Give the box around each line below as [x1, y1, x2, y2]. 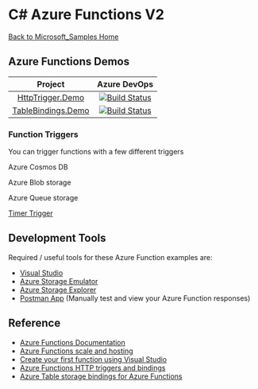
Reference [8, 317, 61, 330]
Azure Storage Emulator [19, 276, 98, 286]
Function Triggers [8, 129, 79, 140]
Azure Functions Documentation [19, 337, 125, 347]
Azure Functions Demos [8, 55, 129, 68]
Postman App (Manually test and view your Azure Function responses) [19, 293, 251, 303]
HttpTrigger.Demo [17, 91, 85, 103]
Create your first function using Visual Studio [19, 354, 168, 364]
